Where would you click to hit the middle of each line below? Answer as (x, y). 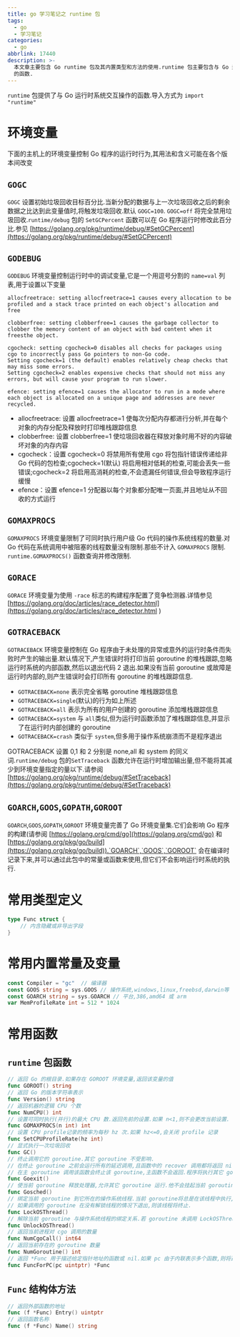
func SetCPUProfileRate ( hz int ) (55, 1139)
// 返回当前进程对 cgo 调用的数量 (52, 1232)
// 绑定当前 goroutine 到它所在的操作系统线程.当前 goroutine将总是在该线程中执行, (121, 1199)
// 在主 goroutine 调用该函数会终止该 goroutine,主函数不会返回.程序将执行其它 (115, 1172)
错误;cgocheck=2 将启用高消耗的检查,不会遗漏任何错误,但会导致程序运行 (124, 472)
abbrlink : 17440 (31, 54)
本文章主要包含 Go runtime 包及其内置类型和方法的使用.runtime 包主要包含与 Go (121, 67)
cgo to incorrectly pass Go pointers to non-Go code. (89, 354)
